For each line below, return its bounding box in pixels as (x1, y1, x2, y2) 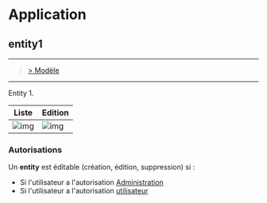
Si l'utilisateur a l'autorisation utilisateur (19, 186, 149, 196)
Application (8, 6, 87, 24)
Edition (41, 107, 69, 118)
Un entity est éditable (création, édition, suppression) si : (8, 163, 195, 172)
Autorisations (8, 144, 62, 155)
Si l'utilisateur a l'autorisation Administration (19, 178, 164, 187)
